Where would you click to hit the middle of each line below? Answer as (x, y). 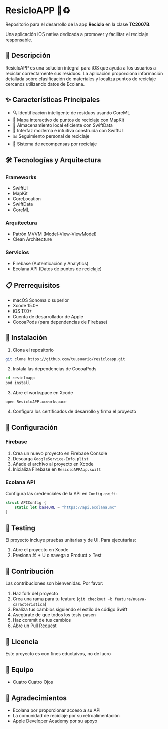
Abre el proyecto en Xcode (40, 550)
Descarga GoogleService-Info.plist (50, 458)
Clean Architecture (32, 239)
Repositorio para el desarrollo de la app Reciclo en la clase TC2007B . (78, 24)
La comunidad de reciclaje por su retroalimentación (66, 715)
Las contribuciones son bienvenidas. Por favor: (54, 583)
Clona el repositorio (33, 350)
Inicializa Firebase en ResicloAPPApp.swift (57, 469)
